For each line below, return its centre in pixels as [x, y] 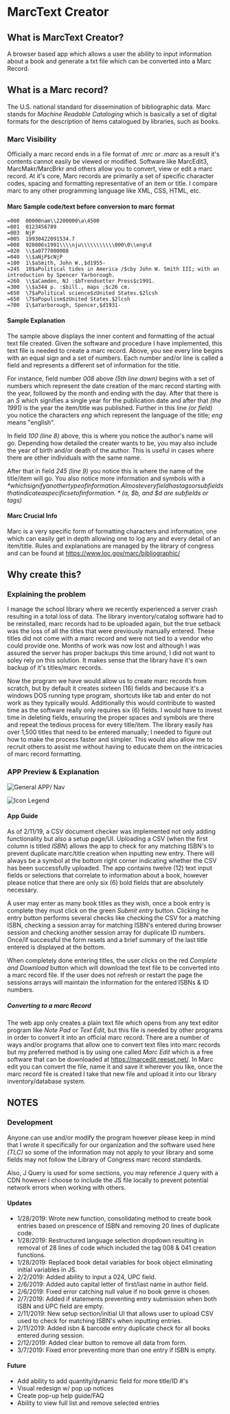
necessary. [23, 890]
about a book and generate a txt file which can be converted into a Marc [109, 61]
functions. [31, 1255]
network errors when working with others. [67, 1187]
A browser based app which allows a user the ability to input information [109, 54]
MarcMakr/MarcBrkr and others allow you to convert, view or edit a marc [110, 169]
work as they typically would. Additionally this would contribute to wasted [111, 703]
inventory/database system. [46, 1081]
